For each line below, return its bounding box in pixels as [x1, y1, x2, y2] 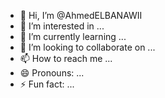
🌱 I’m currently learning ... [19, 31, 127, 42]
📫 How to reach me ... [19, 53, 113, 64]
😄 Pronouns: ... [19, 67, 85, 79]
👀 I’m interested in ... [19, 20, 105, 32]
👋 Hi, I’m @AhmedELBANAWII [19, 10, 143, 21]
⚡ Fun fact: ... [19, 78, 75, 90]
